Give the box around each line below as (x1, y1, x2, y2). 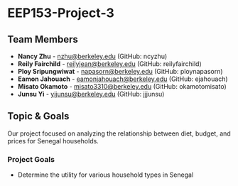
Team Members (7, 33, 78, 45)
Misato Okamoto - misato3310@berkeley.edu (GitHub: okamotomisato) (17, 82, 227, 90)
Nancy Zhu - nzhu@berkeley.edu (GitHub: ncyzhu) (17, 52, 168, 60)
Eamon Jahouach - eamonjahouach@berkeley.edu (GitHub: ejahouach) (17, 75, 229, 83)
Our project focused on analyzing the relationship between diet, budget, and (7, 129, 231, 138)
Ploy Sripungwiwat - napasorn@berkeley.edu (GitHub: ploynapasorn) (17, 67, 223, 75)
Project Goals (7, 154, 55, 164)
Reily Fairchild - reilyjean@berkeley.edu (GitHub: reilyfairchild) (17, 60, 202, 68)
